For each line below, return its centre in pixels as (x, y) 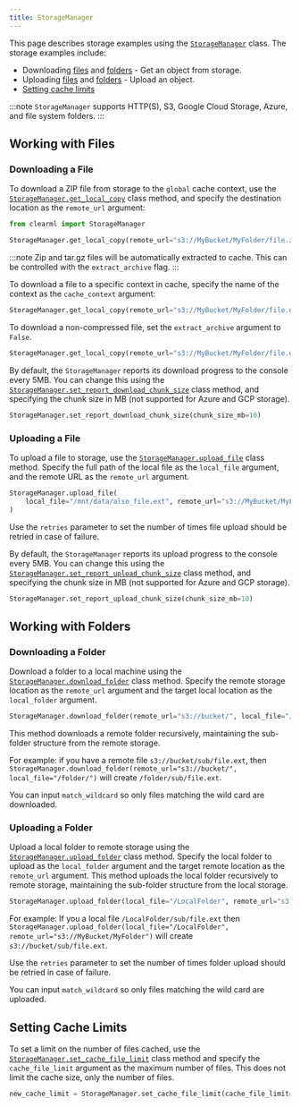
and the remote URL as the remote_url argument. (100, 476)
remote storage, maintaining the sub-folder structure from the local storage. (149, 885)
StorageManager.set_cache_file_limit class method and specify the (135, 1059)
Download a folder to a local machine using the (96, 671)
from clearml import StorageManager (77, 225)
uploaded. (28, 1000)
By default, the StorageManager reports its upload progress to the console (144, 553)
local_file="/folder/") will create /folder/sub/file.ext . (115, 778)
